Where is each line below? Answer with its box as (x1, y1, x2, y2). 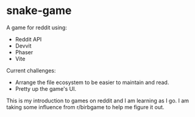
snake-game (6, 4, 72, 18)
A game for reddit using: (6, 24, 67, 31)
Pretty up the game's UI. (15, 85, 77, 92)
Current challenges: (6, 66, 56, 74)
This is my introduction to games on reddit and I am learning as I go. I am (6, 97, 190, 104)
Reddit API (15, 35, 42, 43)
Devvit (15, 42, 32, 49)
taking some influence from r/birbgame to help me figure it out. (6, 103, 165, 110)
